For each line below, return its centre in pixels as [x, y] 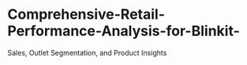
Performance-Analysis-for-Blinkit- [123, 31]
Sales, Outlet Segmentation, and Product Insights [87, 52]
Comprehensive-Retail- [86, 14]
